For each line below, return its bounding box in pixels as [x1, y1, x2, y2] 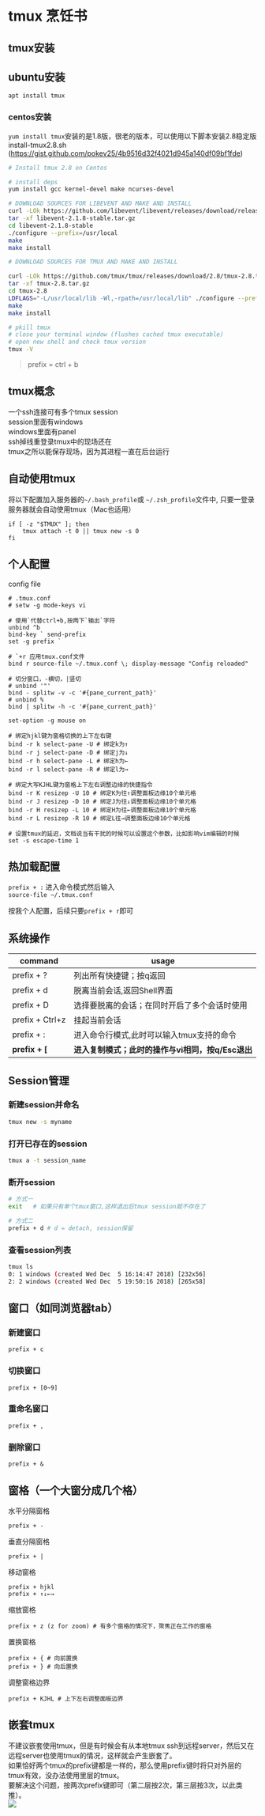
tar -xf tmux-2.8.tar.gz [8, 280, 90, 288]
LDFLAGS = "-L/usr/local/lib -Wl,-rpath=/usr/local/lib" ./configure [8, 294, 235, 302]
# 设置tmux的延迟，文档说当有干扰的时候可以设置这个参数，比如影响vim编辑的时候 [8, 830, 240, 838]
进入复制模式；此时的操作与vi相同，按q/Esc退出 [73, 1045, 252, 1056]
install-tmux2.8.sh [8, 140, 67, 149]
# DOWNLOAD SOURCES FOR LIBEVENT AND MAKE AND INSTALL [8, 199, 192, 208]
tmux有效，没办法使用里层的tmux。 [8, 1770, 124, 1780]
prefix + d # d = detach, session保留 [8, 1224, 133, 1232]
